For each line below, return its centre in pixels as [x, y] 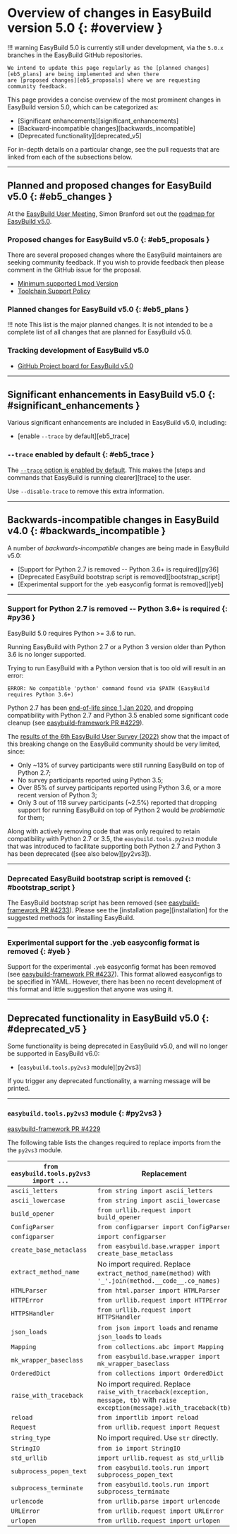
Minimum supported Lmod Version [68, 284]
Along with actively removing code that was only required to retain [104, 831]
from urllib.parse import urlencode [159, 1501]
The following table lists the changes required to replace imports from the [114, 1142]
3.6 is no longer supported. [47, 654]
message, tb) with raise [137, 1400]
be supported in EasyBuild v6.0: [54, 1053]
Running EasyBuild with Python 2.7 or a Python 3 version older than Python [116, 646]
